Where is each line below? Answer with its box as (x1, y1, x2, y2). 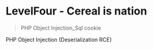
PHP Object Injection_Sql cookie (20, 24, 101, 31)
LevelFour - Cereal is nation (5, 4, 148, 18)
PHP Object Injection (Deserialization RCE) (5, 36, 112, 43)
